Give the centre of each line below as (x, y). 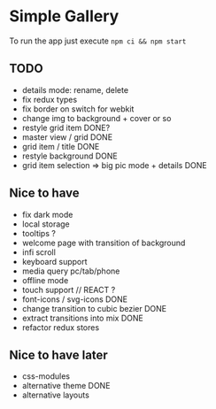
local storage (46, 224)
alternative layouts (56, 395)
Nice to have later (58, 355)
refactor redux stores (61, 327)
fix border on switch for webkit (78, 109)
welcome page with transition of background (104, 243)
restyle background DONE (69, 156)
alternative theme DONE (66, 386)
